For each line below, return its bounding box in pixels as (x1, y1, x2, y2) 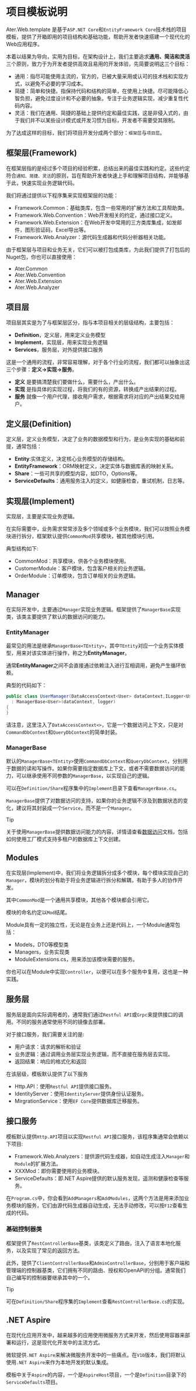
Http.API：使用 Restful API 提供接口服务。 (14, 1083, 115, 1090)
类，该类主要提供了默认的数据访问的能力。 (6, 613, 108, 620)
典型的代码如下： (6, 682, 47, 689)
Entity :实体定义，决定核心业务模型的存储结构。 (14, 455, 128, 462)
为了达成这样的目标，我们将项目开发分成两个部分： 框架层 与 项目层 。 (6, 129, 165, 136)
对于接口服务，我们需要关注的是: (6, 1031, 85, 1038)
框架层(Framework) (6, 148, 78, 158)
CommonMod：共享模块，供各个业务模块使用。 (14, 557, 129, 564)
